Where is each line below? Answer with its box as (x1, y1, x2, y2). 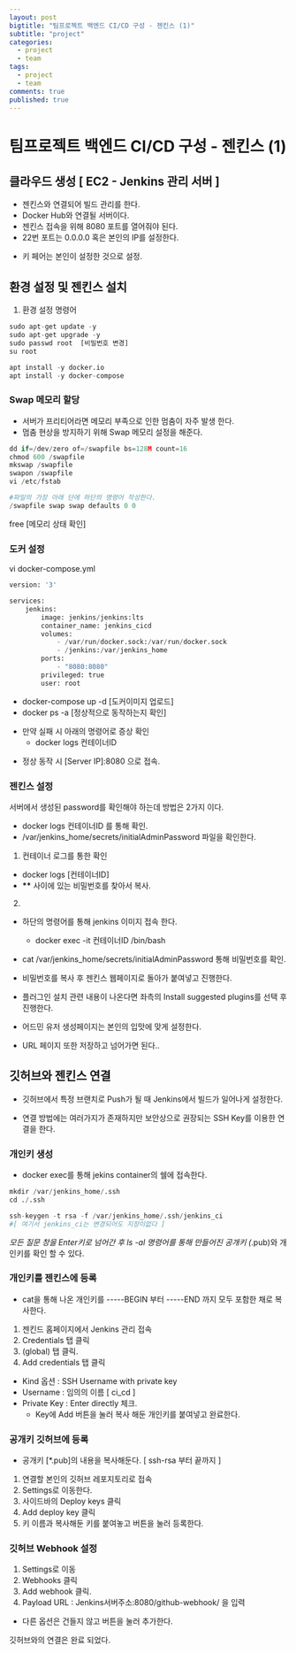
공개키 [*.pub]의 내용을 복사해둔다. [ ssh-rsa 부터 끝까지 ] (21, 1455, 222, 1465)
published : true (9, 95, 69, 104)
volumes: (41, 629, 73, 638)
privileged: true (41, 670, 104, 680)
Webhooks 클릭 (21, 1575, 78, 1586)
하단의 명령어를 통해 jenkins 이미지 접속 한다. (21, 916, 178, 926)
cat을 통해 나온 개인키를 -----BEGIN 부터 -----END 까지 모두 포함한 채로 (21, 1294, 274, 1304)
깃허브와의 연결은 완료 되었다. (9, 1634, 111, 1646)
